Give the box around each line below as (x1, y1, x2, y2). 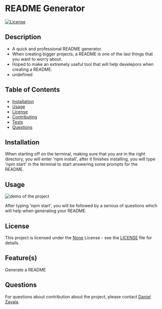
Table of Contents (5, 86, 60, 94)
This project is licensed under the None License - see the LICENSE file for (5, 235, 152, 240)
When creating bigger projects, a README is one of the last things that (12, 51, 153, 57)
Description (5, 33, 41, 41)
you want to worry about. (12, 56, 62, 62)
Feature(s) (5, 254, 37, 262)
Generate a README (5, 267, 46, 273)
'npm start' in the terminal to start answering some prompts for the (5, 161, 138, 167)
